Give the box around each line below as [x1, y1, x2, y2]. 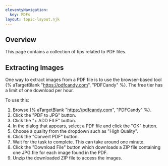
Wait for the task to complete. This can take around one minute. [12, 139, 145, 145]
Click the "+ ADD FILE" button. [12, 118, 77, 123]
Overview [5, 35, 37, 44]
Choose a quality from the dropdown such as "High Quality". [12, 128, 139, 134]
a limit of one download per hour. [5, 88, 74, 93]
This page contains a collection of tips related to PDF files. [5, 49, 127, 55]
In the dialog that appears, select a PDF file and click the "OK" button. [12, 123, 158, 129]
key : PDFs [10, 12, 30, 17]
